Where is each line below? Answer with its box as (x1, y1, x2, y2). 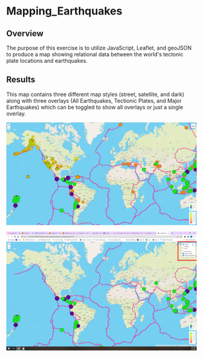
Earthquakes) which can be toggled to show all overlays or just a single (6, 103, 183, 111)
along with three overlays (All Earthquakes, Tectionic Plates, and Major (6, 97, 182, 104)
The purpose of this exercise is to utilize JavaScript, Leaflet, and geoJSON (6, 44, 192, 51)
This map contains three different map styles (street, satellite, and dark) (6, 91, 185, 98)
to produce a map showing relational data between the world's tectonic (6, 51, 184, 58)
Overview (6, 28, 44, 39)
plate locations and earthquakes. (6, 57, 88, 64)
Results (6, 74, 36, 85)
